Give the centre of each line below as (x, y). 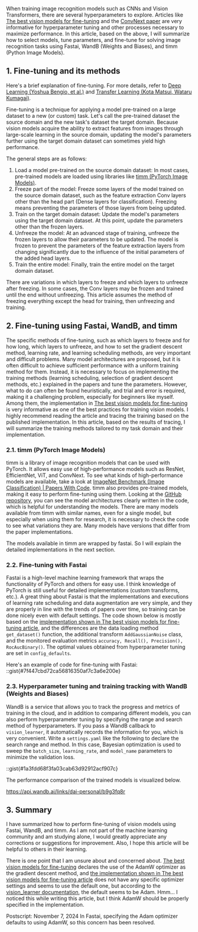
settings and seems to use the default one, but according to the (83, 886)
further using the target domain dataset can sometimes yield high (86, 141)
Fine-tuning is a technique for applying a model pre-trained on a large (91, 109)
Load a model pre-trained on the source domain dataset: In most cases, (102, 170)
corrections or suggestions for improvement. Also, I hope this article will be (98, 843)
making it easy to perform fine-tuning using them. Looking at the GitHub (94, 494)
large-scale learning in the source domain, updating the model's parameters (99, 134)
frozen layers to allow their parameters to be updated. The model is (97, 239)
